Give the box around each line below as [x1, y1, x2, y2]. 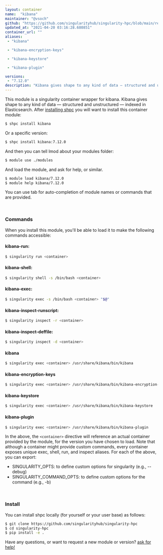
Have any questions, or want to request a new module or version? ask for [5, 539, 151, 545]
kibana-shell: [5, 265, 33, 271]
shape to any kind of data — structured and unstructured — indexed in [5, 102, 146, 107]
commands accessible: [5, 232, 51, 238]
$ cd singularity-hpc [5, 526, 49, 531]
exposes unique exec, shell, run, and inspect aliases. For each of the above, [5, 449, 157, 455]
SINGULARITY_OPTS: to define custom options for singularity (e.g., [12, 463, 147, 470]
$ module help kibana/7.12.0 [5, 181, 64, 185]
